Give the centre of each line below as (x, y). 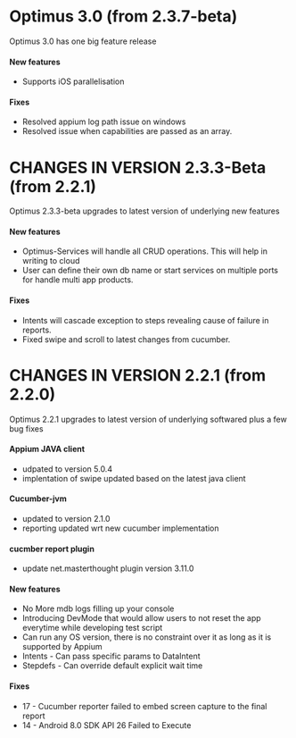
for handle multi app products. (78, 280)
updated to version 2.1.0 (66, 519)
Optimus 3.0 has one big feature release (83, 41)
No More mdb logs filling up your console (98, 608)
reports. (37, 330)
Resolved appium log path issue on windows (104, 122)
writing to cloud (51, 261)
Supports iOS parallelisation (73, 81)
